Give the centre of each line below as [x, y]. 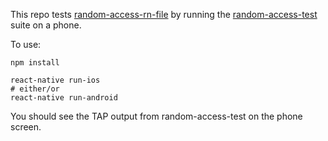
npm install [35, 63]
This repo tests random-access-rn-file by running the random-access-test [164, 14]
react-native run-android [64, 98]
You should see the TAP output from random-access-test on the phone [156, 116]
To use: [26, 44]
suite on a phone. [46, 25]
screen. [26, 127]
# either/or [35, 89]
